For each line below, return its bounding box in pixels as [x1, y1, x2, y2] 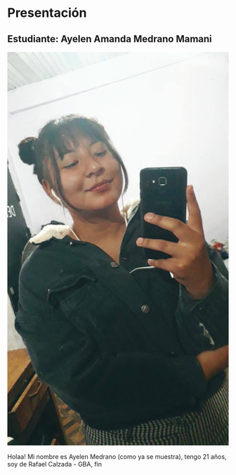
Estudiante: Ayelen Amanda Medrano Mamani [7, 33, 212, 45]
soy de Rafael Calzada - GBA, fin [7, 460, 103, 468]
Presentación [7, 5, 87, 21]
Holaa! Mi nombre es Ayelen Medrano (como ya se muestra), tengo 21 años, [7, 453, 227, 461]
